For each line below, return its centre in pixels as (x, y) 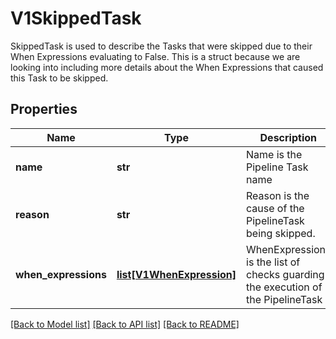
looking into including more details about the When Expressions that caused (167, 67)
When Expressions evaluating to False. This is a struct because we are (155, 56)
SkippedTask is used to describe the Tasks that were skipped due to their (161, 46)
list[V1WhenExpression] (176, 274)
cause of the (275, 208)
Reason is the (278, 195)
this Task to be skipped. (59, 78)
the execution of (284, 287)
